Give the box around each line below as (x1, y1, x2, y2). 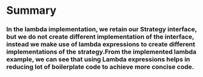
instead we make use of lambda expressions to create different (6, 40, 196, 49)
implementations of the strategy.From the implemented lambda (6, 48, 197, 56)
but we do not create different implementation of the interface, (6, 32, 195, 41)
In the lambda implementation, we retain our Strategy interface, (6, 25, 197, 34)
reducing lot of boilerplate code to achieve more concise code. (6, 63, 195, 71)
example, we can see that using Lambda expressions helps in (6, 55, 190, 64)
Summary (6, 4, 56, 17)
